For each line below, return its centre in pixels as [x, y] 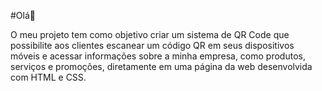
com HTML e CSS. [48, 77]
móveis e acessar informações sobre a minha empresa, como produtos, [158, 56]
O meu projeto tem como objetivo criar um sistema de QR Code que [150, 34]
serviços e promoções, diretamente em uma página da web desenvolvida [161, 66]
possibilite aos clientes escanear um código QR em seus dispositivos [152, 45]
